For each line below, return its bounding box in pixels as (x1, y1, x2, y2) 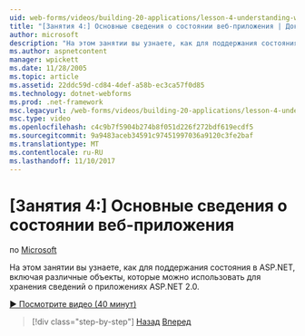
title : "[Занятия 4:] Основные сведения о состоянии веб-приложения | (9, 22, 282, 31)
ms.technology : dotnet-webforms (9, 89, 132, 98)
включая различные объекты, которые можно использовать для (9, 272, 261, 283)
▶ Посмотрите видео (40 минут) (9, 299, 137, 310)
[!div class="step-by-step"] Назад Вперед (31, 316, 192, 327)
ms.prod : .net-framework (9, 97, 103, 107)
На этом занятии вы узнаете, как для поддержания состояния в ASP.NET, (9, 262, 296, 273)
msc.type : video (9, 114, 71, 123)
